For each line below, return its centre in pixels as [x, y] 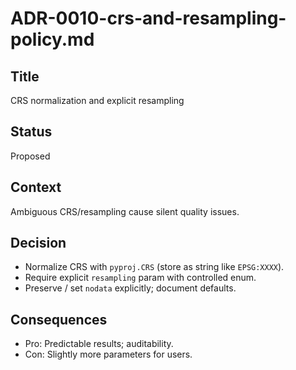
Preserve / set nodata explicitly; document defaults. [130, 288]
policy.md [52, 39]
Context [36, 187]
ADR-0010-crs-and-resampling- [148, 18]
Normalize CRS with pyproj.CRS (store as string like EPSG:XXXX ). [154, 267]
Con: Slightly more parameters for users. [108, 354]
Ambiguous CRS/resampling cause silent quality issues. [125, 211]
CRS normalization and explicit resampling [97, 100]
